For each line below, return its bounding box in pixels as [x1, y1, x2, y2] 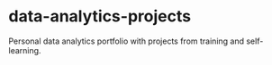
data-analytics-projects [8, 6, 191, 27]
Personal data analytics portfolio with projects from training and [8, 36, 245, 46]
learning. [8, 45, 41, 55]
